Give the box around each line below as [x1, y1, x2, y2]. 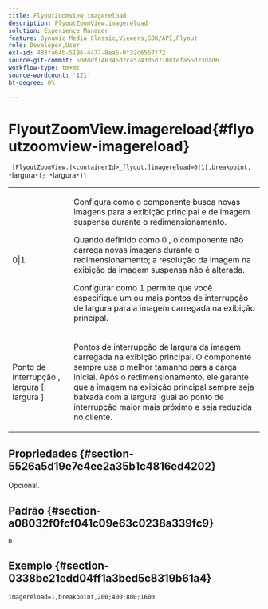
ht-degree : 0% [8, 78, 56, 86]
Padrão [8, 503, 45, 517]
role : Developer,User [8, 42, 81, 50]
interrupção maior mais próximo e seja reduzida [73, 402, 253, 413]
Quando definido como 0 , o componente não [73, 234, 244, 246]
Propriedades [8, 447, 77, 460]
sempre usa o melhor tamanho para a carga [73, 362, 238, 373]
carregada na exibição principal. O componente [73, 351, 252, 363]
